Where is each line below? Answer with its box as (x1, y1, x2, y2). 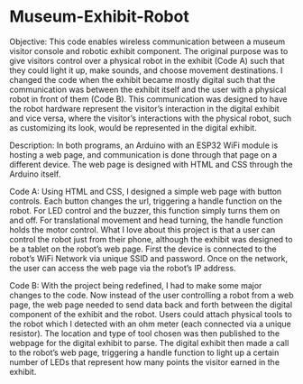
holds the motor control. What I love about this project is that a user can (9, 224, 276, 235)
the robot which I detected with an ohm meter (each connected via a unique (9, 318, 291, 329)
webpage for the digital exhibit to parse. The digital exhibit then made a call (9, 337, 289, 348)
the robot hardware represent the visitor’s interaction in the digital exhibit (9, 103, 280, 114)
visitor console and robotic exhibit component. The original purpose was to (9, 45, 289, 56)
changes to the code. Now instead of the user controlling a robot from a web (9, 289, 294, 300)
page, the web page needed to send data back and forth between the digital (9, 299, 293, 310)
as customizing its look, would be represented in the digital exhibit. (9, 122, 257, 133)
